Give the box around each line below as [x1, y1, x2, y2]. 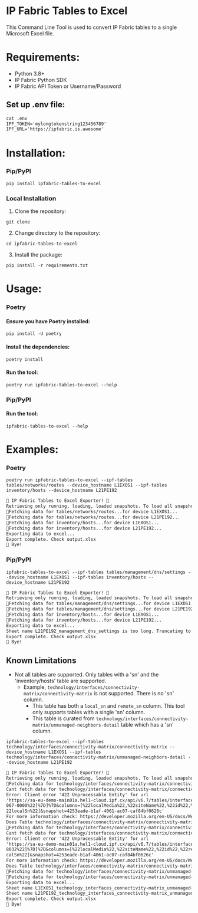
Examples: [6, 443, 59, 456]
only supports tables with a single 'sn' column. [32, 709, 146, 716]
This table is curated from [32, 715, 95, 722]
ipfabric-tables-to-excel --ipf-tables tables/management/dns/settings [6, 569, 186, 575]
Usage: [6, 282, 42, 295]
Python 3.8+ [14, 70, 45, 77]
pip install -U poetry [6, 331, 62, 337]
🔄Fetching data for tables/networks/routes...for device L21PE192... [6, 514, 181, 520]
